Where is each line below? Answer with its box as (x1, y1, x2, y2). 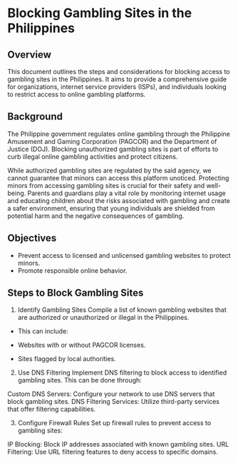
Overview (7, 48, 52, 61)
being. (7, 189, 26, 197)
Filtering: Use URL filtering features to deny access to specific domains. (7, 447, 219, 457)
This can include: (17, 327, 69, 335)
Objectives (7, 232, 57, 244)
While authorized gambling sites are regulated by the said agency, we (7, 166, 212, 175)
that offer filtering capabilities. (7, 405, 96, 414)
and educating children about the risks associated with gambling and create (7, 196, 230, 204)
